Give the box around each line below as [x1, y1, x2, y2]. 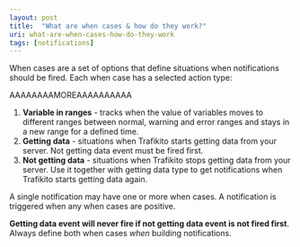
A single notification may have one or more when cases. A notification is [9, 191, 277, 202]
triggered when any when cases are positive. [9, 201, 176, 212]
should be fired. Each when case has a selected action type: [9, 73, 233, 84]
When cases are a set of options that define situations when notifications [9, 63, 280, 74]
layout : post [9, 13, 58, 22]
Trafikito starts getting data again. [22, 174, 148, 185]
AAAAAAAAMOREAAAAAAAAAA [9, 90, 132, 101]
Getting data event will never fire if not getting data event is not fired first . [9, 218, 290, 229]
